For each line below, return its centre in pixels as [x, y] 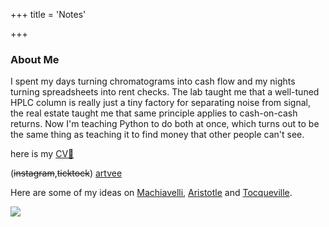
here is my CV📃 [42, 154]
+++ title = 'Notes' [48, 14]
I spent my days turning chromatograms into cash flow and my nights [153, 81]
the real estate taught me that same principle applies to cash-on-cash [154, 113]
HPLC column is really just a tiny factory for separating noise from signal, [160, 103]
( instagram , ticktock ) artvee [66, 173]
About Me [35, 59]
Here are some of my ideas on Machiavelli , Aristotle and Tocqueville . [151, 193]
